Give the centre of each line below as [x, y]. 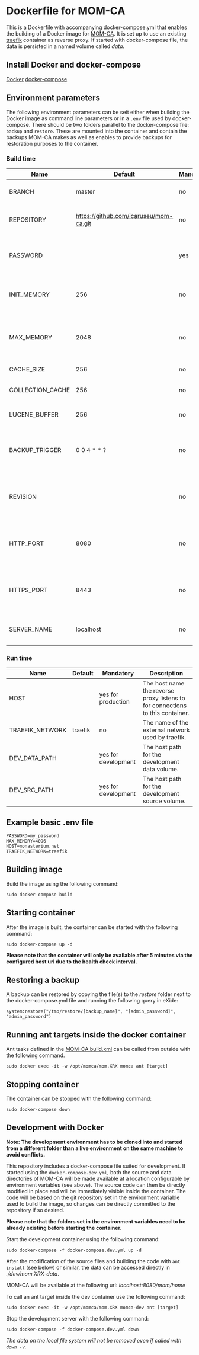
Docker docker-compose [37, 79]
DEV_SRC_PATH [31, 790]
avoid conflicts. [26, 1154]
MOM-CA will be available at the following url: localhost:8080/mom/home [96, 1285]
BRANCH [22, 191]
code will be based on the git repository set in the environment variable [93, 1197]
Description [166, 674]
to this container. [166, 713]
